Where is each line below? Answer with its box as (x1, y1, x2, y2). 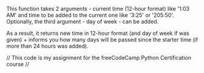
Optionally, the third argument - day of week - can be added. (6, 18, 159, 25)
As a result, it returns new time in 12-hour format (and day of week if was (6, 30, 190, 37)
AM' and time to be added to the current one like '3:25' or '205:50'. (6, 11, 175, 19)
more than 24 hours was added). (6, 42, 89, 49)
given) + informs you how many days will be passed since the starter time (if (6, 36, 199, 43)
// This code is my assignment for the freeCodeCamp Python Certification (6, 54, 192, 61)
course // (6, 60, 29, 68)
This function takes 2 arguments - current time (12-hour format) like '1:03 (6, 5, 190, 12)
